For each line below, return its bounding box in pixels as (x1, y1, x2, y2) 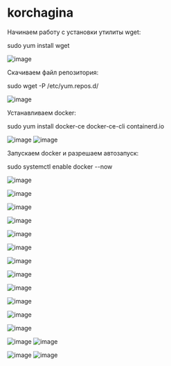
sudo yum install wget (7, 41, 70, 49)
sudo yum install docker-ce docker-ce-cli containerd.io (7, 122, 165, 130)
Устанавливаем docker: (7, 108, 76, 117)
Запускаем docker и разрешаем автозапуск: (7, 149, 139, 157)
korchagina (7, 5, 74, 21)
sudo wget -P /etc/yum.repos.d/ (7, 81, 99, 90)
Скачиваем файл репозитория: (7, 68, 99, 76)
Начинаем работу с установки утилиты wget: (7, 28, 141, 36)
